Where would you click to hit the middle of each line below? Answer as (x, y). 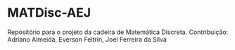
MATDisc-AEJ (49, 13)
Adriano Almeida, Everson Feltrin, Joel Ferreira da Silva (87, 39)
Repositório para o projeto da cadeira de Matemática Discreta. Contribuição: (118, 32)
